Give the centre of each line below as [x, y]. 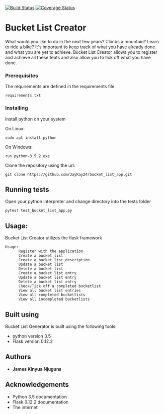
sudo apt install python [31, 138]
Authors [18, 357]
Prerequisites [22, 76]
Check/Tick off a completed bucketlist [59, 286]
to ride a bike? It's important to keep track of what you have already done [80, 47]
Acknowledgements [37, 385]
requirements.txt [23, 96]
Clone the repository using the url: [40, 165]
